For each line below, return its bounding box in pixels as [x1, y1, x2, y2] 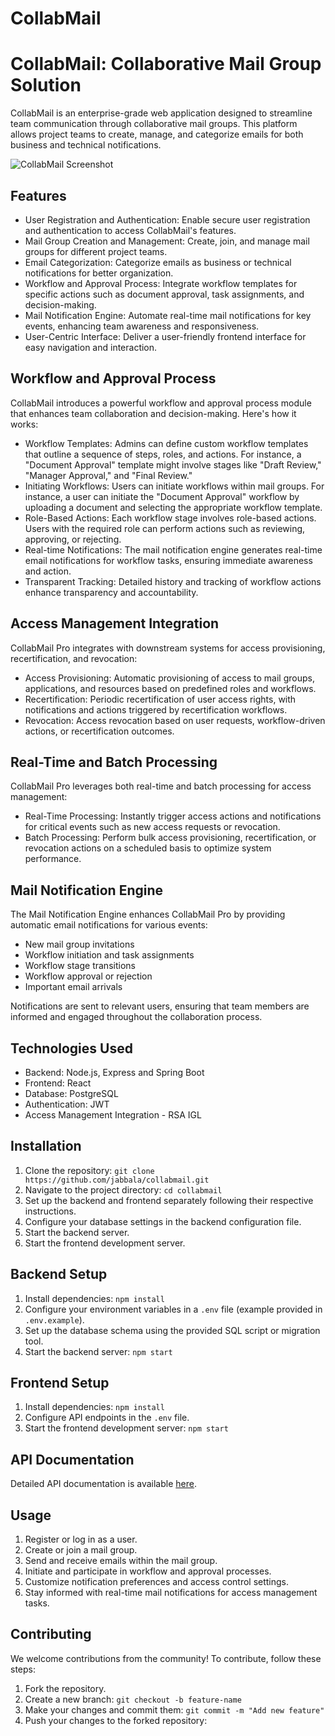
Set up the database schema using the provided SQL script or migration [24, 1324, 321, 1336]
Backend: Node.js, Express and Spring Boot [24, 1067, 205, 1078]
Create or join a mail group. [24, 1544, 138, 1556]
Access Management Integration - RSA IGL [24, 1109, 202, 1121]
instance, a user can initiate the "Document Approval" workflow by [24, 490, 300, 502]
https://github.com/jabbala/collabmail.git [24, 1175, 210, 1185]
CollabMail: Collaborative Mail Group [10, 53, 322, 76]
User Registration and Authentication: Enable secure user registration [24, 213, 311, 226]
